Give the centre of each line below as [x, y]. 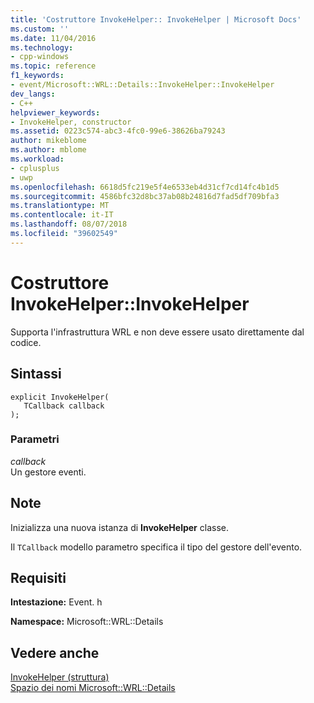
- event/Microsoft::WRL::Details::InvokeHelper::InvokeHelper [142, 85]
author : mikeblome [48, 141]
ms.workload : [37, 159]
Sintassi [36, 374]
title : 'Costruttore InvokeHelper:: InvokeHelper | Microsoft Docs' [156, 19]
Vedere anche [55, 652]
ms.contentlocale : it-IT [62, 215]
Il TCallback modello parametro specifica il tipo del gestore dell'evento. [156, 547]
